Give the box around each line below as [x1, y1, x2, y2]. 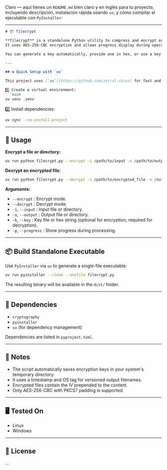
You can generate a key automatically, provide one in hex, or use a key [5, 52, 162, 57]
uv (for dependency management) [12, 324, 83, 330]
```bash [5, 92, 21, 97]
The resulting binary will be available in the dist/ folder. [5, 281, 119, 287]
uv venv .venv [5, 96, 35, 101]
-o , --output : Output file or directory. [12, 212, 89, 218]
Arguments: [5, 186, 31, 192]
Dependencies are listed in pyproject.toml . [5, 334, 93, 340]
